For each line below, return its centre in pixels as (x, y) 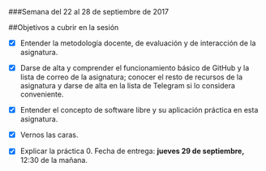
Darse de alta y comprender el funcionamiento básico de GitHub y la (135, 68)
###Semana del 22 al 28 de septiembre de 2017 (88, 12)
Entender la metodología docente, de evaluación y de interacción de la (138, 43)
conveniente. (42, 94)
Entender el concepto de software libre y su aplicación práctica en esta (139, 110)
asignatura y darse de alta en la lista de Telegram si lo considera (127, 86)
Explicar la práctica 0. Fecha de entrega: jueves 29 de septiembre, (132, 151)
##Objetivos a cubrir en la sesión (64, 27)
